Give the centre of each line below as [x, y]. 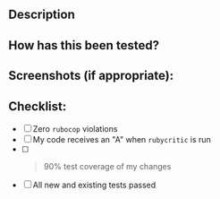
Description [42, 15]
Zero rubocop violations [75, 128]
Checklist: [38, 106]
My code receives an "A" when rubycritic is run [122, 139]
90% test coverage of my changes [107, 166]
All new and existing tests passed [94, 185]
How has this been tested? [84, 45]
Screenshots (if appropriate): [91, 76]
